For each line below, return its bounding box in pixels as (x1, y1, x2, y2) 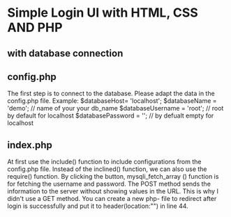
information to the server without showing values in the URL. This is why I (7, 187, 218, 195)
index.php (7, 139, 52, 151)
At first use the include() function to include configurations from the (7, 158, 202, 166)
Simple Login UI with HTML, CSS (7, 5, 199, 21)
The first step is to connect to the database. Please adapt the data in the (7, 89, 215, 98)
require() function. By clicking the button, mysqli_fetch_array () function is (7, 172, 219, 181)
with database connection (7, 47, 124, 59)
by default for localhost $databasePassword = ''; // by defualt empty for (7, 111, 214, 120)
